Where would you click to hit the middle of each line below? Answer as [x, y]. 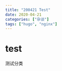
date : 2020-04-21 [23, 15]
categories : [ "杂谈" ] [27, 19]
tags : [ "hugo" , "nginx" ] [31, 24]
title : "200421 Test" [28, 10]
